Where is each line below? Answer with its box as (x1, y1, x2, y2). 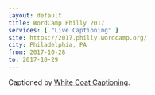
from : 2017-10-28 (8, 48, 66, 56)
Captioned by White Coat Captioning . (8, 77, 130, 87)
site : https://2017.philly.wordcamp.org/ (8, 33, 148, 42)
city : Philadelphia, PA (8, 41, 87, 49)
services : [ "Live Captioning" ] (8, 26, 119, 34)
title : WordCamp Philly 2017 (8, 19, 105, 27)
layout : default (8, 11, 62, 20)
